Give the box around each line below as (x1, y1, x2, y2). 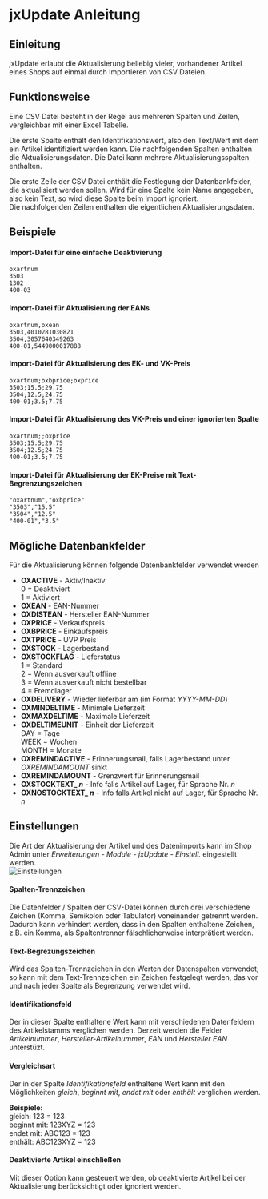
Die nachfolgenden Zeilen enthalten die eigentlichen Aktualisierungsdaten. (9, 202, 254, 211)
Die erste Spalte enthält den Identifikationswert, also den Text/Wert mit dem (9, 135, 259, 145)
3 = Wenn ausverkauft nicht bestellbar (20, 677, 147, 687)
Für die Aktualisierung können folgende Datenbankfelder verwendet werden (9, 560, 259, 570)
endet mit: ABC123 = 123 (9, 1128, 90, 1137)
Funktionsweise (9, 90, 90, 104)
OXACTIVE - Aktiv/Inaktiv (20, 576, 106, 586)
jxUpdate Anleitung (9, 6, 141, 24)
